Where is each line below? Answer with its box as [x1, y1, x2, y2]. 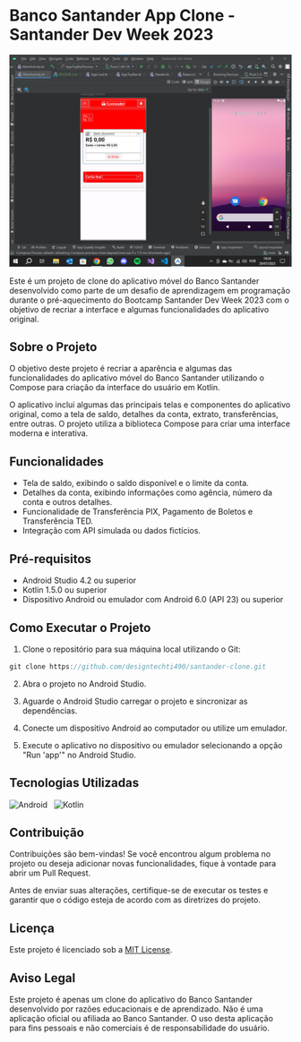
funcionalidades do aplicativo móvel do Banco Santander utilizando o [9, 372, 264, 383]
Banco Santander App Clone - [9, 5, 236, 26]
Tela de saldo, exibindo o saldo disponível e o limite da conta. [21, 478, 249, 489]
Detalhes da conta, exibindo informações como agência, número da [21, 487, 273, 498]
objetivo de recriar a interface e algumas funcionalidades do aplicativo [9, 303, 270, 314]
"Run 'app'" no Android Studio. [21, 749, 137, 760]
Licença [9, 920, 56, 935]
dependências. [21, 705, 78, 716]
